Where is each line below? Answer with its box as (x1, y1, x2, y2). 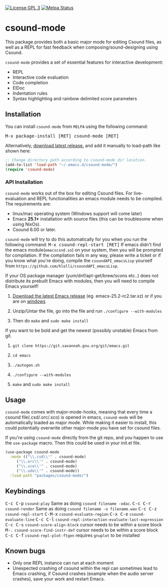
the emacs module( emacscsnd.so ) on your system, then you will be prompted (5, 247, 163, 253)
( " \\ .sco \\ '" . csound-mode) (16, 464, 78, 469)
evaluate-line (5, 517, 35, 522)
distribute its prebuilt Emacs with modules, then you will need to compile (5, 278, 155, 284)
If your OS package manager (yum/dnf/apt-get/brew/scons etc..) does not (5, 272, 159, 278)
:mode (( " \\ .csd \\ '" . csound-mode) (10, 454, 86, 460)
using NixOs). (12, 221, 41, 227)
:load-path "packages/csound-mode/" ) (10, 473, 89, 478)
